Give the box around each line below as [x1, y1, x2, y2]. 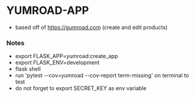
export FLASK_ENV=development [15, 59, 100, 67]
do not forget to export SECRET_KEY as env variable [15, 85, 147, 92]
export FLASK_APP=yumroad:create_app [15, 53, 118, 60]
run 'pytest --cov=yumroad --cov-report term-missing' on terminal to [15, 72, 190, 79]
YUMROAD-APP [6, 4, 90, 18]
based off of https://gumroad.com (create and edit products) [15, 24, 168, 31]
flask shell [15, 65, 41, 73]
